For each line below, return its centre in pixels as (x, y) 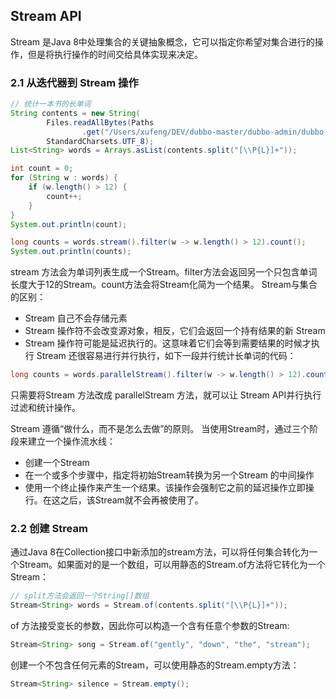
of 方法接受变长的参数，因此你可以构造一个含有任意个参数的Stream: (150, 626)
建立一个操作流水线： (71, 441)
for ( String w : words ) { (64, 178)
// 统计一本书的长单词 (51, 104)
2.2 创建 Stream (49, 529)
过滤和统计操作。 (45, 408)
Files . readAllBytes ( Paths (100, 122)
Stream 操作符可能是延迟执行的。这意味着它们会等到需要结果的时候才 (168, 343)
